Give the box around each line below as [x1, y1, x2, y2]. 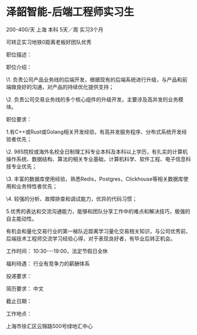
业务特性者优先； [16, 183, 57, 190]
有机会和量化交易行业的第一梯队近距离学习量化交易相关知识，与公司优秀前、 [6, 227, 191, 234]
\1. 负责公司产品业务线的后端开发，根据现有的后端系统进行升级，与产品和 [6, 76, 183, 83]
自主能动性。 [6, 215, 37, 222]
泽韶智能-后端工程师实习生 [6, 5, 135, 19]
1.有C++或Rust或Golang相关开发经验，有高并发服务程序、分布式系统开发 [6, 128, 182, 135]
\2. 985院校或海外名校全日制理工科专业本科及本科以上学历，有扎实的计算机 [6, 148, 188, 155]
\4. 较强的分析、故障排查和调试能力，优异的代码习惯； [6, 195, 138, 202]
